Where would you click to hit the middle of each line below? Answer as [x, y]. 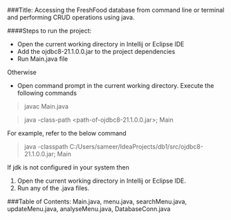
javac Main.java [46, 106]
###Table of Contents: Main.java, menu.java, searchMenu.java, [97, 201]
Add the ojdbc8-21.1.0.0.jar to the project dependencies [96, 52]
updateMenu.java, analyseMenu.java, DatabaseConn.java [89, 209]
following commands [47, 93]
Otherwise [22, 72]
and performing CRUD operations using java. [71, 17]
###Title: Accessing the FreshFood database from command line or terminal [116, 10]
